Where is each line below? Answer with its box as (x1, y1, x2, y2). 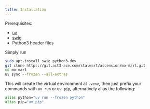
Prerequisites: (5, 20, 33, 26)
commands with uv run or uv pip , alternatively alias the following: (5, 86, 136, 92)
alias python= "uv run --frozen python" (5, 95, 85, 100)
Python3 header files (12, 40, 54, 46)
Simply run (5, 49, 27, 55)
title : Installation (5, 7, 47, 12)
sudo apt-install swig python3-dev (5, 58, 77, 63)
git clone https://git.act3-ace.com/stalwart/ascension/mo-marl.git (5, 63, 146, 68)
